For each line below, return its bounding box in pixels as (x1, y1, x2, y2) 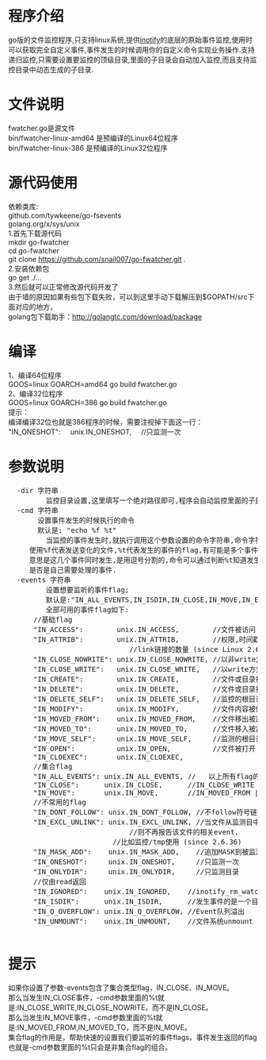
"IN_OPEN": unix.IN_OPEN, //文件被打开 (32, 744, 256, 753)
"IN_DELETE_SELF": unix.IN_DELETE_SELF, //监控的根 (32, 694, 249, 703)
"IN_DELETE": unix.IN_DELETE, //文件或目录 (32, 684, 256, 693)
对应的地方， (14, 302, 57, 311)
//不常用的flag (32, 797, 87, 807)
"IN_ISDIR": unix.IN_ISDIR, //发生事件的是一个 (32, 896, 252, 906)
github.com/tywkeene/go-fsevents (8, 210, 122, 220)
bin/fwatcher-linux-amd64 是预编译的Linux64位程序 (8, 133, 178, 143)
